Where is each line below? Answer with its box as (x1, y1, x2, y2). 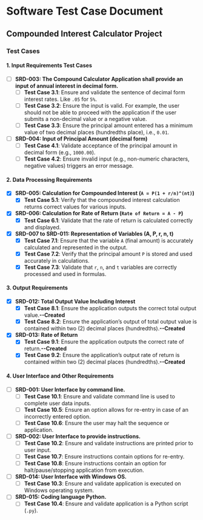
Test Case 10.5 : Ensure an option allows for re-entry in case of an (24, 406, 189, 413)
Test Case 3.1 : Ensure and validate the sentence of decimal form (24, 88, 185, 95)
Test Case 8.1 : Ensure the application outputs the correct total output (24, 305, 197, 312)
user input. (24, 446, 52, 454)
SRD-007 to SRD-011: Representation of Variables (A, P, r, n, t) (15, 230, 174, 237)
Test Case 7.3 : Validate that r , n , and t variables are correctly (24, 263, 177, 271)
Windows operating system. (24, 487, 95, 494)
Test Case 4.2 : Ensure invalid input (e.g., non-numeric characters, (24, 155, 190, 162)
